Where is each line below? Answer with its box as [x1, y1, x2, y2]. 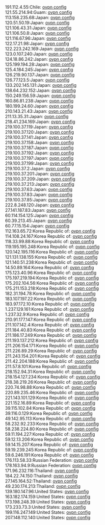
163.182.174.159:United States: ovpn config [5, 494, 91, 500]
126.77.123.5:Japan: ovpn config [5, 77, 70, 83]
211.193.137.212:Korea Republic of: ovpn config [5, 338, 99, 343]
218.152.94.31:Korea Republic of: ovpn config [5, 369, 96, 375]
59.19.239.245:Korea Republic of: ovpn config [5, 447, 98, 452]
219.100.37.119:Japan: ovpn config [5, 124, 74, 129]
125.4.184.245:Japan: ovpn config [5, 67, 74, 73]
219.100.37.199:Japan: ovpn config [5, 160, 75, 166]
